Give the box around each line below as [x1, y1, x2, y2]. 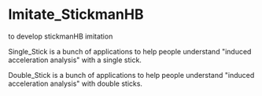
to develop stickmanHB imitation [8, 31, 113, 41]
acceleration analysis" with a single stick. [8, 55, 142, 65]
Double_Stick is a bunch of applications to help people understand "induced [8, 70, 255, 79]
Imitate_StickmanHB [8, 6, 144, 24]
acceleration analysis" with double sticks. [8, 79, 143, 88]
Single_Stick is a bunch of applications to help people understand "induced [8, 46, 252, 56]
